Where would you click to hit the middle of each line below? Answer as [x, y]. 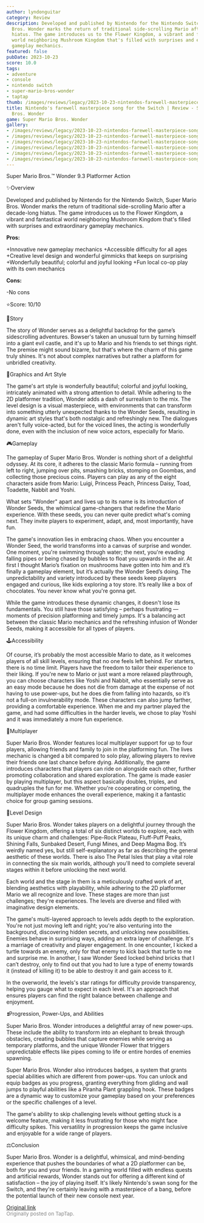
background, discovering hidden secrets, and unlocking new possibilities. [98, 932]
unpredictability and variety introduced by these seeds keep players [91, 578]
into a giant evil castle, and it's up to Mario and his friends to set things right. [102, 343]
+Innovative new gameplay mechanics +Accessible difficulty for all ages [97, 249]
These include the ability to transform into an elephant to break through [96, 1032]
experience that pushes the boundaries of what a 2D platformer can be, [96, 1163]
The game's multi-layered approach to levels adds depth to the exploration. [100, 919]
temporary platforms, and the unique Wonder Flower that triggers [88, 1046]
